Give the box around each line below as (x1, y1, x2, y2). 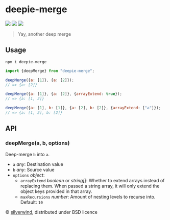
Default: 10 (20, 199, 43, 205)
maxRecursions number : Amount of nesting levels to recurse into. (20, 193, 156, 200)
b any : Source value (12, 166, 55, 173)
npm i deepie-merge (5, 59, 47, 64)
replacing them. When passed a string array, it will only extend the (20, 183, 160, 189)
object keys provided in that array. (20, 188, 92, 194)
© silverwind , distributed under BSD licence (5, 209, 98, 215)
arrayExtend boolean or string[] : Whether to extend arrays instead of (20, 177, 165, 183)
